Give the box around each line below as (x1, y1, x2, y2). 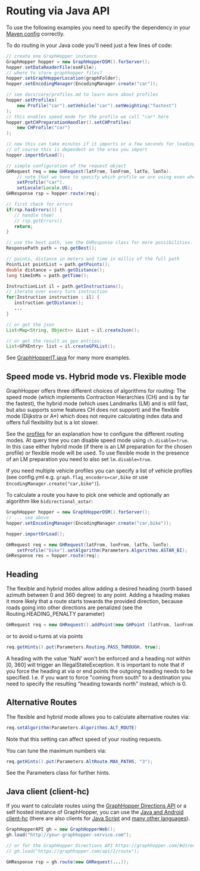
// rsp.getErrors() (14, 218, 62, 224)
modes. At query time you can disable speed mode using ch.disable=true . (6, 437, 189, 444)
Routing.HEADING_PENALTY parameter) (6, 610, 105, 618)
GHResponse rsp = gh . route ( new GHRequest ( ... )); (6, 859, 129, 865)
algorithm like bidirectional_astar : (6, 498, 93, 505)
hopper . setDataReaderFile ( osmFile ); (6, 64, 97, 70)
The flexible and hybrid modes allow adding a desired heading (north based (6, 585, 192, 593)
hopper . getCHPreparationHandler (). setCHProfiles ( (6, 119, 132, 126)
